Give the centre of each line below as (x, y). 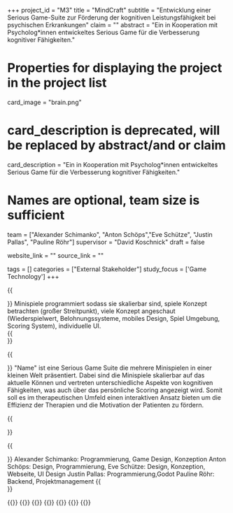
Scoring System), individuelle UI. (54, 326)
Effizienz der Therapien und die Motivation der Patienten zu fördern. (106, 405)
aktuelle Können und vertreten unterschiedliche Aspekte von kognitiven (110, 382)
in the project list (57, 83)
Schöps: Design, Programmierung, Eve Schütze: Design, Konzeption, (106, 466)
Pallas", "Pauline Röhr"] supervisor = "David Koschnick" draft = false (106, 242)
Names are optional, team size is (104, 200)
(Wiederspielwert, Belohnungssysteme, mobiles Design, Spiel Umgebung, (114, 318)
